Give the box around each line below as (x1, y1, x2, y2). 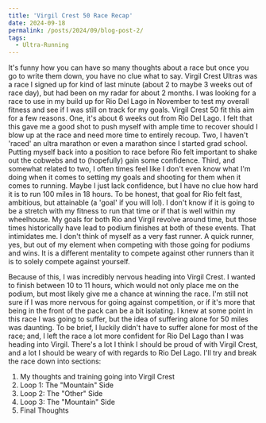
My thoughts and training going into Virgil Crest (19, 372, 175, 382)
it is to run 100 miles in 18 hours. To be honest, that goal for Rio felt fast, (8, 190, 242, 199)
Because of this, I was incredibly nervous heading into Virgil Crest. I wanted (8, 272, 256, 282)
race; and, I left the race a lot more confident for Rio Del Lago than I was (8, 331, 245, 341)
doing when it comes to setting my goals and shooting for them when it (8, 172, 241, 183)
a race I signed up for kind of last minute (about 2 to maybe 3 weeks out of (8, 80, 253, 90)
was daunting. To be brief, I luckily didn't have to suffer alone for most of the (8, 323, 258, 333)
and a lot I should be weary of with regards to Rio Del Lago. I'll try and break (8, 348, 257, 358)
